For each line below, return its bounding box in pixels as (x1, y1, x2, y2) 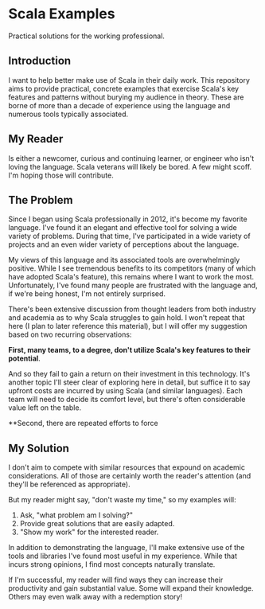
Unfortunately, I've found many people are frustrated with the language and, (8, 280, 258, 291)
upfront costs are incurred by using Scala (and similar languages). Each (8, 386, 243, 396)
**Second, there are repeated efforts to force (8, 419, 158, 428)
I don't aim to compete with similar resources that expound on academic (8, 463, 245, 472)
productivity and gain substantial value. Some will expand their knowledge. (8, 584, 254, 593)
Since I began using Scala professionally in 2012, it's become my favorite (8, 214, 248, 224)
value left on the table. (8, 403, 82, 412)
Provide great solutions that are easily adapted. (19, 519, 175, 529)
